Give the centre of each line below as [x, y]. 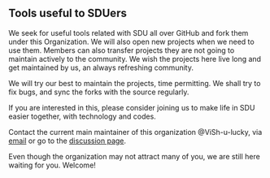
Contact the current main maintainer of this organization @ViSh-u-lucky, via [135, 132]
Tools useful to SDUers [68, 13]
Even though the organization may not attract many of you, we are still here [134, 156]
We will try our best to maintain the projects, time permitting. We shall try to [135, 83]
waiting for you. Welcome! [52, 165]
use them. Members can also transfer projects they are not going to [122, 50]
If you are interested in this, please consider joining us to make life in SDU [132, 107]
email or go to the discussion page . [67, 141]
